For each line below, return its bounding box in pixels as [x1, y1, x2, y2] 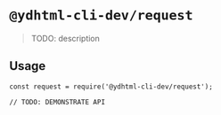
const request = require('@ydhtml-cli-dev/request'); [9, 82, 214, 91]
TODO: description [30, 33, 101, 43]
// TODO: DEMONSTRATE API [9, 97, 105, 106]
